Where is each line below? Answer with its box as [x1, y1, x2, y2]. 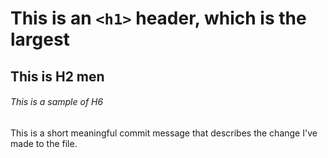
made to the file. [10, 137, 78, 149]
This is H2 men [10, 68, 105, 85]
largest [10, 28, 70, 51]
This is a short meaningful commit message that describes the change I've [10, 127, 318, 139]
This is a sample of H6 [10, 96, 104, 108]
